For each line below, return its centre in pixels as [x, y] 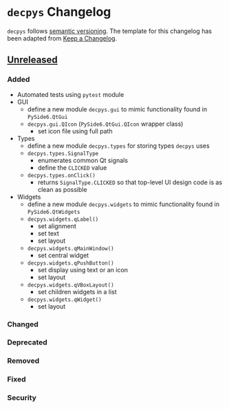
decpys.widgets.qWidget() [64, 300]
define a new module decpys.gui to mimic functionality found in [117, 109]
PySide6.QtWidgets [54, 212]
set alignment [57, 226]
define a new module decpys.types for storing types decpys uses [118, 146]
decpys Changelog [59, 12]
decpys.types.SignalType [63, 153]
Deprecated [28, 342]
